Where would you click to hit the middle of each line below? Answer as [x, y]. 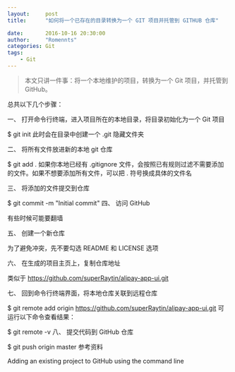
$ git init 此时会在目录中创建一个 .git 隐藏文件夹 [76, 134]
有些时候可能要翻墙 [35, 218]
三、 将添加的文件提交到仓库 [48, 188]
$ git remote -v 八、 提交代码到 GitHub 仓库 [71, 332]
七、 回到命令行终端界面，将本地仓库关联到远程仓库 [82, 293]
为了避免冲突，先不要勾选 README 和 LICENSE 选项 [83, 248]
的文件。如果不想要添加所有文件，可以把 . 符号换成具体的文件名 [100, 173]
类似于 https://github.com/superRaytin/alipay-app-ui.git [88, 278]
